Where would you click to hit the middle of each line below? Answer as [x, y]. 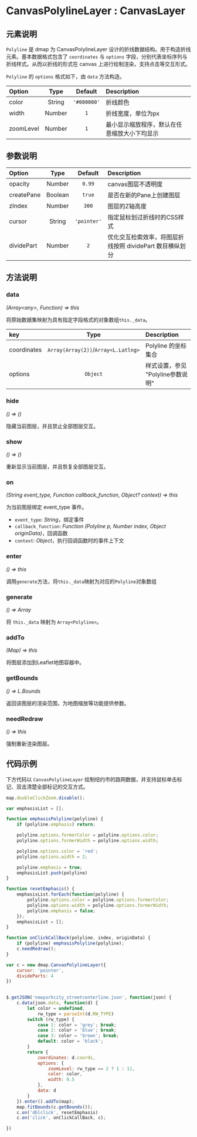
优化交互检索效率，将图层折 [146, 237]
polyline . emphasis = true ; [50, 867]
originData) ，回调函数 [41, 533]
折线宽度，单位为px [133, 113]
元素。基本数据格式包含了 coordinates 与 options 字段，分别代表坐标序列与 [97, 57]
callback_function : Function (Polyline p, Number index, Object [90, 526]
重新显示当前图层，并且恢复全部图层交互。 [57, 467]
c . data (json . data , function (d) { [57, 1003]
